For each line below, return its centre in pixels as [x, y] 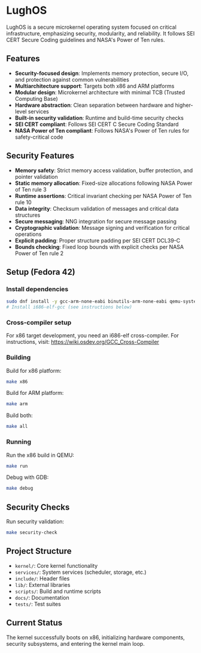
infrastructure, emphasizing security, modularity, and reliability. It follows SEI [100, 33]
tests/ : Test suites [38, 604]
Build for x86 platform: [34, 370]
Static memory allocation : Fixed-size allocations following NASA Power [103, 183]
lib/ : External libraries [42, 585]
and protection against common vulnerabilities [72, 79]
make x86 [17, 382]
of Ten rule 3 [31, 189]
